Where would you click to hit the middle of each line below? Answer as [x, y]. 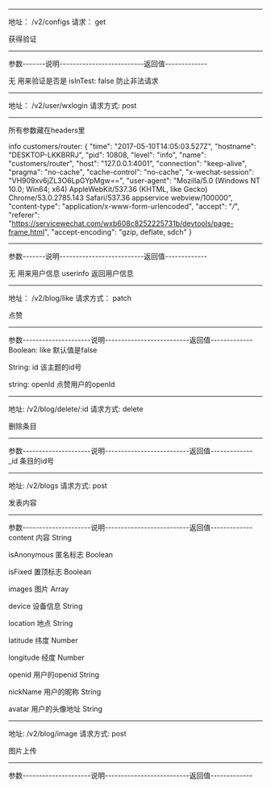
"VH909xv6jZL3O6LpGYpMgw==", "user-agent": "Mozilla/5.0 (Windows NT [134, 181]
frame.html [27, 232]
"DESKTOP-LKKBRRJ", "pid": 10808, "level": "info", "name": [107, 155]
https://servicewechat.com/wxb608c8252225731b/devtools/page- [123, 223]
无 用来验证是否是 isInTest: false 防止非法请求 [83, 81]
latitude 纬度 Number [43, 640]
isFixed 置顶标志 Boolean [50, 572]
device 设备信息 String [46, 606]
